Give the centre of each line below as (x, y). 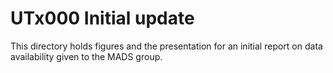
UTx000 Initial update (102, 18)
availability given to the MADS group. (86, 56)
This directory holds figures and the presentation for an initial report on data (166, 46)
